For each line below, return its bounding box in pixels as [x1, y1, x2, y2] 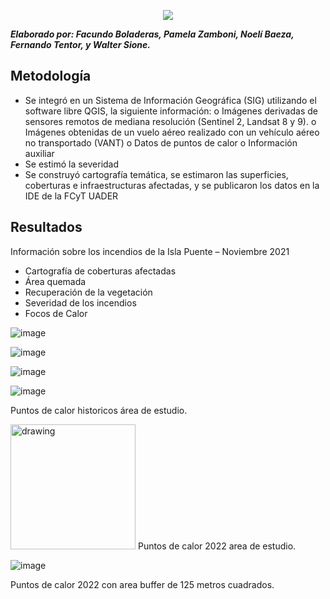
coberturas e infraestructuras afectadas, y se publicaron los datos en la [24, 179, 320, 191]
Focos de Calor [24, 307, 88, 319]
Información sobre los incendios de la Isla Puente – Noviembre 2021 [10, 245, 290, 257]
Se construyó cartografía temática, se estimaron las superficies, [24, 168, 289, 180]
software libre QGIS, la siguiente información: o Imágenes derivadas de [24, 105, 318, 117]
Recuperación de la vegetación [24, 286, 153, 298]
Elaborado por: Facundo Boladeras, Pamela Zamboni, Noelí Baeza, [10, 28, 295, 40]
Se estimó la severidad [24, 158, 120, 170]
